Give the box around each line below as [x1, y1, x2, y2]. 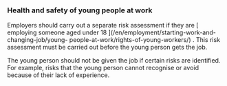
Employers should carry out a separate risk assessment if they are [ [7, 21, 199, 30]
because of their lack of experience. [7, 71, 110, 79]
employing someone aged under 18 [7, 28, 107, 36]
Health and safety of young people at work [7, 6, 153, 15]
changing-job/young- [7, 36, 68, 44]
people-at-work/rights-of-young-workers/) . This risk [69, 36, 221, 44]
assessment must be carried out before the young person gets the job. [7, 43, 208, 52]
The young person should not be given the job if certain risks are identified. [7, 56, 221, 65]
